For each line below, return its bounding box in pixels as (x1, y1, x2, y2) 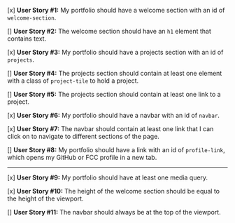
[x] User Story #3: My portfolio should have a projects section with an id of (7, 48, 224, 56)
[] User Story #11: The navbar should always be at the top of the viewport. (7, 208, 222, 216)
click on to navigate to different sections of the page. (7, 133, 159, 140)
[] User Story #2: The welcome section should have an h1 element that (7, 27, 212, 35)
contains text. (7, 34, 47, 43)
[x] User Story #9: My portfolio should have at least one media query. (7, 173, 208, 182)
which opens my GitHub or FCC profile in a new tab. (7, 154, 157, 161)
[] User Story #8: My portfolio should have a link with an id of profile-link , (7, 146, 225, 154)
